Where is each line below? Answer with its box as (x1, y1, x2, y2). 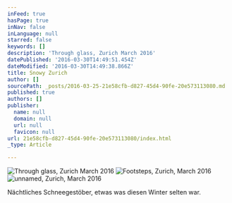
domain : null (13, 115, 52, 122)
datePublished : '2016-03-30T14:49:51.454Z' (7, 56, 138, 63)
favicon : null (13, 128, 55, 135)
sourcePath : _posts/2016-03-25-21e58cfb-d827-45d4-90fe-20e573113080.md (7, 82, 226, 90)
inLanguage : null (7, 30, 59, 37)
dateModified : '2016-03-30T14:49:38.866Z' (7, 63, 134, 70)
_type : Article (7, 142, 52, 149)
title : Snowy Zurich (7, 69, 68, 76)
